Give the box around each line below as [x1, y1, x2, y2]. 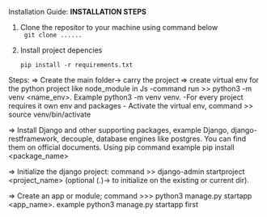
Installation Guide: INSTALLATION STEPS [8, 7, 147, 16]
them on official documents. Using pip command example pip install [8, 143, 235, 152]
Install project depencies [19, 45, 103, 55]
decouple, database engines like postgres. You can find [61, 134, 247, 143]
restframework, [8, 134, 60, 143]
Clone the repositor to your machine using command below [19, 23, 218, 32]
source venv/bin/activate [8, 109, 91, 119]
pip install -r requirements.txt [19, 61, 133, 69]
